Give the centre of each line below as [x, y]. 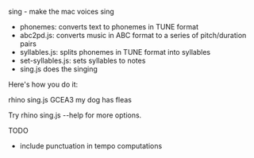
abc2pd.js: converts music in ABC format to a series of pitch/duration [133, 35]
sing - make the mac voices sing [62, 12]
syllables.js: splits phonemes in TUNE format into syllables [115, 52]
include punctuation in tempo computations [91, 146]
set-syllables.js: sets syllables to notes [83, 60]
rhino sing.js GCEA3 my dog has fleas [70, 100]
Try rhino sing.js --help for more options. [75, 115]
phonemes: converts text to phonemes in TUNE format [109, 27]
